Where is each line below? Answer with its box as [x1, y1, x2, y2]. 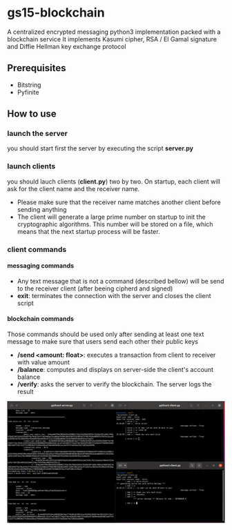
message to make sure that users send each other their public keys [7, 337, 199, 346]
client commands [7, 244, 67, 254]
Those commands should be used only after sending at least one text [7, 330, 204, 339]
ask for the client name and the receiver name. [7, 184, 140, 193]
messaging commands [7, 262, 75, 270]
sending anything [17, 205, 67, 213]
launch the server [7, 129, 68, 139]
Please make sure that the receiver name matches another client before [17, 198, 221, 206]
